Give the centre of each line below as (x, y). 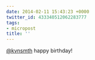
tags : (13, 23)
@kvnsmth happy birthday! (39, 50)
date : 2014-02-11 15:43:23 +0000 (48, 12)
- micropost (21, 28)
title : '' (19, 34)
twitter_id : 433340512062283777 (46, 17)
